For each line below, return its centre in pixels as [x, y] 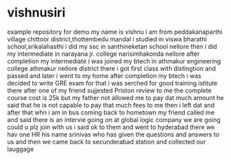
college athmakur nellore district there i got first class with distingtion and [111, 68]
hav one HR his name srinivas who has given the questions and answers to [113, 134]
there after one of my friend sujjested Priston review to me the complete [109, 90]
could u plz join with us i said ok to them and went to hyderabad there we [111, 127]
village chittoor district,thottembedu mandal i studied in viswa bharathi [107, 39]
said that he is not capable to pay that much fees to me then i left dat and [111, 105]
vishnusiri [36, 13]
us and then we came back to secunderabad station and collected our [107, 141]
